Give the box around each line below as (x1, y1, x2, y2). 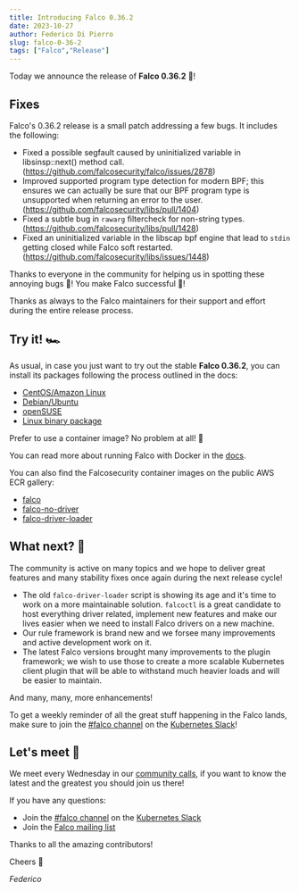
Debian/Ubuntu (21, 396, 79, 407)
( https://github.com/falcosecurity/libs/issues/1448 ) (21, 251, 210, 262)
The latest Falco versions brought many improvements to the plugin (21, 646, 270, 657)
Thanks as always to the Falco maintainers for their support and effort (9, 296, 266, 306)
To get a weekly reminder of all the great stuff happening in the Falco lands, (9, 709, 287, 720)
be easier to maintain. (21, 675, 103, 686)
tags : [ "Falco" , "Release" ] (9, 46, 110, 55)
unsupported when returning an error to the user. (21, 194, 203, 205)
